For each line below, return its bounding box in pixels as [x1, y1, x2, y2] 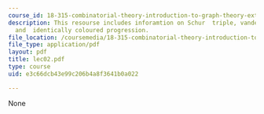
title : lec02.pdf [8, 56, 65, 64]
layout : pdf [8, 48, 47, 56]
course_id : [8, 11, 44, 20]
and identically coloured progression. [15, 26, 149, 34]
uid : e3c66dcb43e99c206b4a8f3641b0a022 [8, 70, 139, 78]
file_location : [8, 33, 58, 42]
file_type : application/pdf [8, 41, 101, 49]
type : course [8, 63, 51, 71]
